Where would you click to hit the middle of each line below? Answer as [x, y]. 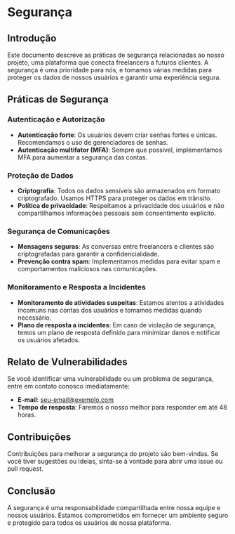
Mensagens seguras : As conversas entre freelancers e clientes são [116, 247]
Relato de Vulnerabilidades [67, 362]
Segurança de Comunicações [59, 231]
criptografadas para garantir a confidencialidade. [88, 254]
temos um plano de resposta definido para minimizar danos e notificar [119, 332]
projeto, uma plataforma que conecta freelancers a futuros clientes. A [108, 63]
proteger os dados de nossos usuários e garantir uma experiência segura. [114, 77]
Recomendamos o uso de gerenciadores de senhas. [93, 142]
